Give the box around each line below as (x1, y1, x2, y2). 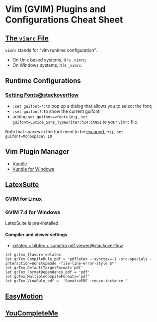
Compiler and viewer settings (5, 231, 68, 238)
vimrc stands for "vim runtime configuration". (5, 47, 97, 53)
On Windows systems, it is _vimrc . (12, 62, 83, 68)
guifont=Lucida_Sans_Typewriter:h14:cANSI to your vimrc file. (12, 119, 139, 125)
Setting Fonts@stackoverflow (5, 91, 79, 98)
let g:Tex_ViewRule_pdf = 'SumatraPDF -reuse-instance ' (5, 279, 128, 284)
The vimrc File (5, 34, 49, 42)
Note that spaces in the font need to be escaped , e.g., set (5, 128, 124, 134)
